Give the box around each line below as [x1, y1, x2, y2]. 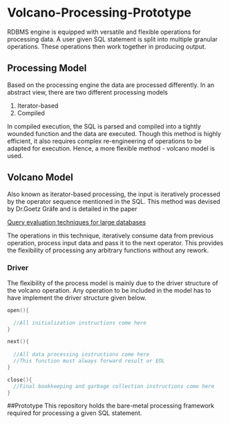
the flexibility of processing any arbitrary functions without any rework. [7, 246, 209, 254]
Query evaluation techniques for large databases [7, 218, 146, 226]
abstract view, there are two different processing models [7, 88, 168, 96]
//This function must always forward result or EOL [13, 358, 166, 365]
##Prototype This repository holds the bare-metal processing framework [7, 402, 215, 410]
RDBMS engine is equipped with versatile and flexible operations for [7, 28, 201, 36]
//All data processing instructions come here [13, 351, 150, 358]
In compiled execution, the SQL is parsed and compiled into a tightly [7, 122, 202, 131]
